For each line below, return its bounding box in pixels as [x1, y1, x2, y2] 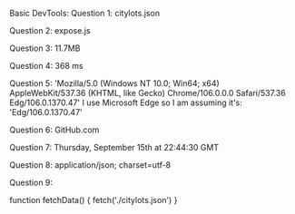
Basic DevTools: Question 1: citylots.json [9, 8, 161, 18]
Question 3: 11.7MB [9, 43, 81, 53]
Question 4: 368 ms [9, 61, 84, 71]
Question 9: [9, 177, 53, 188]
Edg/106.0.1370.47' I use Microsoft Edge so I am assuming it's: [9, 97, 243, 108]
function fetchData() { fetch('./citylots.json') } [9, 195, 178, 205]
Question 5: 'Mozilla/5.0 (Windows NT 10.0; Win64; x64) [9, 78, 220, 89]
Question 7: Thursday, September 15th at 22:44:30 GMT [9, 142, 220, 152]
